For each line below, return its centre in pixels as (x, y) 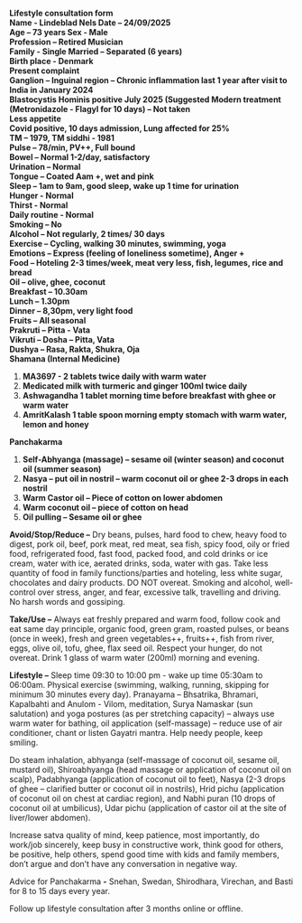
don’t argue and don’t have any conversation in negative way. (124, 864)
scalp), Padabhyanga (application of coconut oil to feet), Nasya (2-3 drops (147, 779)
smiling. (24, 742)
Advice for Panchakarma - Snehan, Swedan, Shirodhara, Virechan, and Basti (151, 881)
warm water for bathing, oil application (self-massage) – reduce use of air (146, 723)
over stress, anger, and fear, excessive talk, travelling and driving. (159, 592)
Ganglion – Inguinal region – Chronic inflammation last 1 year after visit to (148, 80)
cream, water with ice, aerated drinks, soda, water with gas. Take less (139, 563)
